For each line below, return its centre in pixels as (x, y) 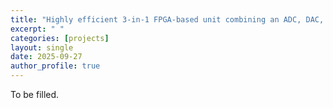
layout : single (42, 47)
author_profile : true (55, 66)
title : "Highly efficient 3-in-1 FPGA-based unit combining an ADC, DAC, (167, 19)
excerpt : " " (37, 29)
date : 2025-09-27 (46, 57)
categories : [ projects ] (60, 38)
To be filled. (35, 94)
